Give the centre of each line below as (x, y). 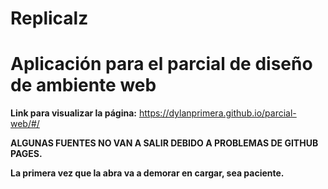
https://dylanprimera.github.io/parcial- (217, 113)
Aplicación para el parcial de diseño (161, 64)
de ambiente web (83, 85)
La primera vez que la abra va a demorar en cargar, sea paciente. (147, 173)
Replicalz (49, 18)
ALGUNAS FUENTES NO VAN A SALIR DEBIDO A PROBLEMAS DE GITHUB (164, 143)
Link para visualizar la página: (74, 113)
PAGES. (26, 154)
